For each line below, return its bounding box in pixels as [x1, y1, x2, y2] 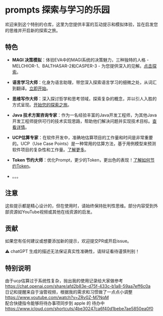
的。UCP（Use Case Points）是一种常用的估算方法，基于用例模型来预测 [12, 140, 156, 146]
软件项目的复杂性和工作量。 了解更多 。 [12, 147, 89, 152]
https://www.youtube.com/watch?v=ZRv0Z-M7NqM [5, 295, 109, 300]
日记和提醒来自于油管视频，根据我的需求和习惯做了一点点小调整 [5, 289, 132, 295]
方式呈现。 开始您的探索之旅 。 [12, 101, 72, 107]
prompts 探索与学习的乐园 [5, 4, 110, 16]
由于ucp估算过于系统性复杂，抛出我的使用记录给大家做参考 [5, 278, 123, 284]
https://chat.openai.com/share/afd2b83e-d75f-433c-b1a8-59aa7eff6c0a [5, 283, 151, 289]
